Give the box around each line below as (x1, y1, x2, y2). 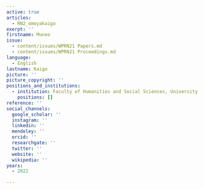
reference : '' (6, 100, 43, 106)
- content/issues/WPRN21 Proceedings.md (12, 49, 116, 55)
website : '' (12, 151, 43, 157)
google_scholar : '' (12, 111, 62, 117)
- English (12, 60, 37, 66)
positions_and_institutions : (6, 83, 81, 89)
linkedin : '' (12, 123, 45, 129)
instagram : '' (12, 117, 48, 123)
